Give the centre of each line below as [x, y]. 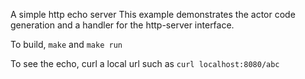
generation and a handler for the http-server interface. [122, 25]
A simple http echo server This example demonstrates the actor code [153, 14]
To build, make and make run [66, 44]
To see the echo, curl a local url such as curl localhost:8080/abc [145, 63]
